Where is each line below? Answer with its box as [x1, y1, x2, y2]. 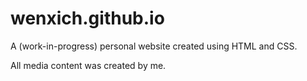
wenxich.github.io [10, 7, 165, 30]
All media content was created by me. [10, 59, 167, 71]
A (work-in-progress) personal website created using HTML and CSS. [10, 40, 298, 52]
